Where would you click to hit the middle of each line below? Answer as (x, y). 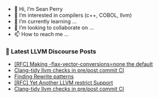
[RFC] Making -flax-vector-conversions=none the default (83, 64)
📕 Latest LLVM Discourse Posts (51, 51)
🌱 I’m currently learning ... (45, 21)
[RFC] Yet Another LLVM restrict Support (63, 83)
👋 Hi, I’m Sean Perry (38, 9)
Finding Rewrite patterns (44, 76)
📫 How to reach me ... (41, 34)
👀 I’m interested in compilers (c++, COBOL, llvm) (73, 15)
